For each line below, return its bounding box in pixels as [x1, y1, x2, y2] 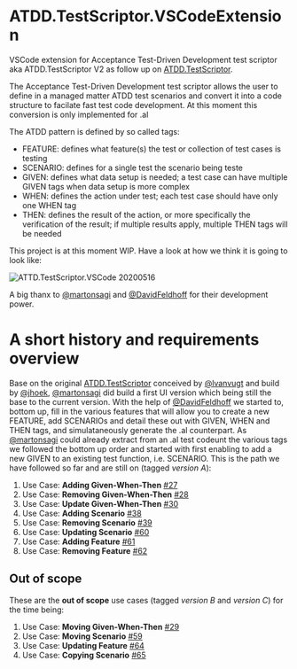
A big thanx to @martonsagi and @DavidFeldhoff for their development [9, 289, 269, 299]
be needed [21, 228, 62, 238]
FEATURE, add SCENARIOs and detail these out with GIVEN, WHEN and [9, 415, 270, 426]
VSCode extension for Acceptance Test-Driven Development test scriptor [9, 54, 277, 65]
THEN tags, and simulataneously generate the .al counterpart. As [9, 424, 247, 435]
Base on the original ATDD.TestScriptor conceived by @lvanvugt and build [9, 377, 280, 388]
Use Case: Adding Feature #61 [21, 536, 136, 547]
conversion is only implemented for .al [9, 109, 149, 120]
